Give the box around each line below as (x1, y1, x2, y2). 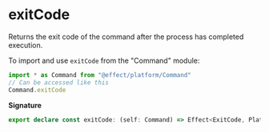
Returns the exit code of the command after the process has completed (8, 32, 244, 41)
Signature (8, 100, 42, 110)
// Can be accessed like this (8, 78, 110, 87)
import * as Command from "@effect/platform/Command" (8, 71, 192, 79)
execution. (8, 40, 43, 49)
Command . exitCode (8, 86, 66, 94)
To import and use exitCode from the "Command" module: (8, 56, 200, 65)
